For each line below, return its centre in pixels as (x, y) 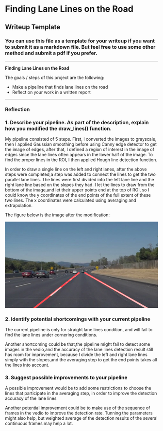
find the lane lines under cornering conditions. (51, 335)
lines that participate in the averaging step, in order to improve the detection (81, 394)
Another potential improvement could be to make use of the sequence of (78, 408)
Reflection (17, 109)
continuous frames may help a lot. (39, 423)
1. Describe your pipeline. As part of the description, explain (77, 122)
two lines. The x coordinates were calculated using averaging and (71, 200)
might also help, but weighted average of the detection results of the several (81, 418)
